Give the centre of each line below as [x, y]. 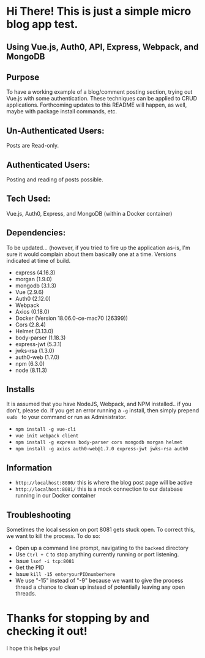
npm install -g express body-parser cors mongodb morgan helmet [99, 442]
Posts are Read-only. [33, 146]
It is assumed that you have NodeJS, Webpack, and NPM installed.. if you [99, 404]
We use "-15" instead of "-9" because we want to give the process [99, 581]
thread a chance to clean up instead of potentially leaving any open [100, 587]
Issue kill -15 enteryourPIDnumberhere [65, 574]
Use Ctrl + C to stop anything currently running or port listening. [97, 554]
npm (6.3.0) [30, 363]
